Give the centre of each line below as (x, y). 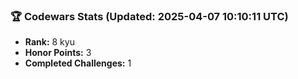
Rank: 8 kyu (49, 42)
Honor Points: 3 (58, 53)
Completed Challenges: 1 (78, 63)
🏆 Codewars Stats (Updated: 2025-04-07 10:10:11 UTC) (149, 16)
